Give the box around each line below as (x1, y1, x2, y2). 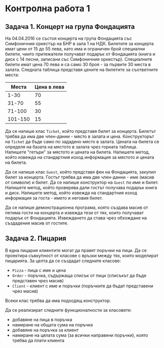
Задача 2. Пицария (5, 234, 67, 243)
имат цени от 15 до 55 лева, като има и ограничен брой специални (5, 46, 145, 51)
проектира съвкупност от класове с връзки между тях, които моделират (5, 252, 159, 258)
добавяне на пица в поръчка (12, 317, 72, 323)
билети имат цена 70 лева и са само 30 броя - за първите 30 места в (5, 62, 151, 67)
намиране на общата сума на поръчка (12, 322, 93, 327)
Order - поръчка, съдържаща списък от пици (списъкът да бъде (12, 273, 147, 278)
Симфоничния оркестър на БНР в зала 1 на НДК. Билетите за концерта (5, 41, 154, 47)
